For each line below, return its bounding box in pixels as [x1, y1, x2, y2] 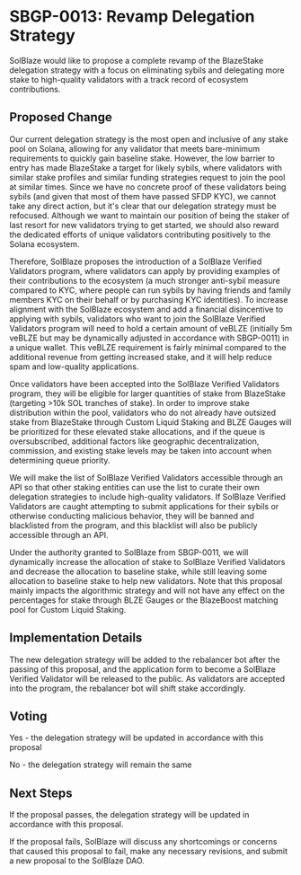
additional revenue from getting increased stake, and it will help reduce [9, 351, 272, 362]
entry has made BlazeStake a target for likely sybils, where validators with [9, 162, 283, 172]
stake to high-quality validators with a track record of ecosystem [9, 74, 249, 84]
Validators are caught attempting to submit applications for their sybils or [9, 500, 279, 511]
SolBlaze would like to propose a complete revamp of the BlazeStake [9, 55, 264, 66]
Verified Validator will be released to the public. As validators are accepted [9, 673, 286, 684]
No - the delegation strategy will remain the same [9, 759, 192, 770]
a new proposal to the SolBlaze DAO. [9, 855, 146, 866]
